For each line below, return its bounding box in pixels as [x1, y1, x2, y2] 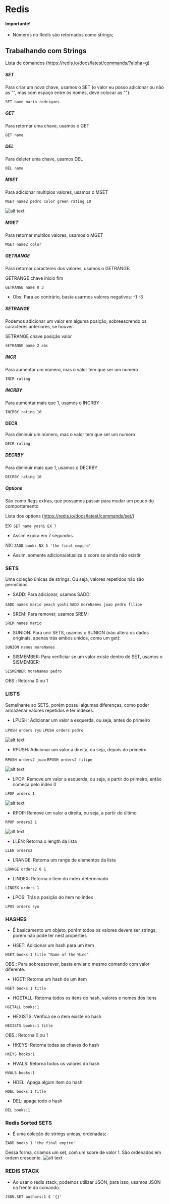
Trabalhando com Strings [5, 47, 87, 55]
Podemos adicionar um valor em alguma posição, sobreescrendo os [5, 318, 147, 324]
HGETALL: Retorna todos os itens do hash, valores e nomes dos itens [12, 995, 157, 1001]
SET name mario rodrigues [5, 100, 60, 105]
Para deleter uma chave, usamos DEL [5, 156, 83, 162]
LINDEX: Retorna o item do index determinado [12, 875, 108, 881]
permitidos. [5, 582, 29, 588]
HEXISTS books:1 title [5, 1023, 53, 1028]
